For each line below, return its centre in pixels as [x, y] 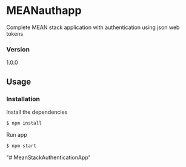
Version [18, 49]
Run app [17, 134]
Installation [23, 99]
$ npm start [21, 146]
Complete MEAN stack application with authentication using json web [93, 27]
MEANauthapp [44, 11]
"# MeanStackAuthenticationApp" [48, 157]
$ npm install [24, 123]
